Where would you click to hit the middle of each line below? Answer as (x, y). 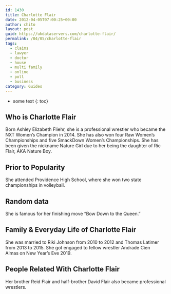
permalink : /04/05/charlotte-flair (43, 39)
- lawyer (19, 53)
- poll (17, 77)
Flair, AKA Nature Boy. (29, 151)
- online (19, 72)
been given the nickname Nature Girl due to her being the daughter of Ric (83, 146)
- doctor (19, 58)
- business (22, 82)
